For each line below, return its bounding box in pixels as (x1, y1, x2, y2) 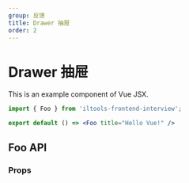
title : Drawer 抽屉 (8, 19, 70, 27)
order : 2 (8, 26, 37, 34)
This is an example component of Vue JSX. (8, 90, 149, 99)
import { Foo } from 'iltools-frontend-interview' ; (8, 105, 182, 113)
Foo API (8, 141, 47, 154)
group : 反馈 (8, 11, 45, 20)
